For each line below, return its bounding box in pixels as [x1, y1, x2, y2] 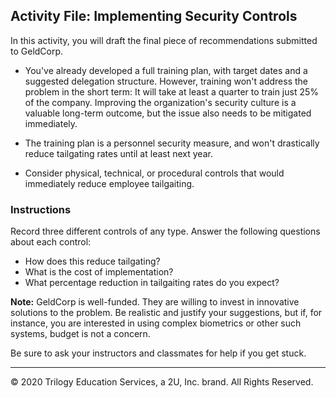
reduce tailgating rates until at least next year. [24, 147, 213, 159]
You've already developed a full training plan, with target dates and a [24, 64, 308, 76]
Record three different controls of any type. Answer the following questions [10, 225, 321, 238]
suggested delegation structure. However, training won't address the [24, 75, 309, 87]
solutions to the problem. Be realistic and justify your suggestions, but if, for [10, 307, 323, 319]
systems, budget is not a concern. [10, 328, 151, 340]
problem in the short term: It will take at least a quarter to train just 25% [24, 85, 320, 98]
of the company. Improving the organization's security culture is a [24, 96, 297, 108]
